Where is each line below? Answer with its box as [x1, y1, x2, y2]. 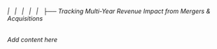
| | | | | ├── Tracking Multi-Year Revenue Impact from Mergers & [7, 7, 211, 15]
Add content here [7, 36, 58, 44]
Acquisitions [7, 14, 43, 22]
